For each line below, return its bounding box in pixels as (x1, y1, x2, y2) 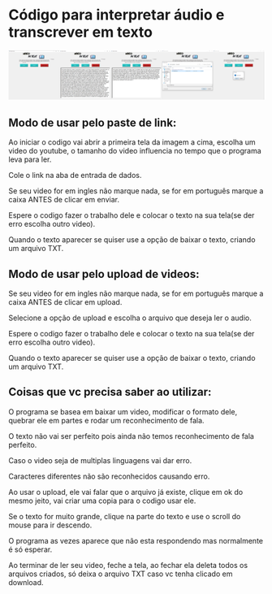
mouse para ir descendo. (8, 520, 93, 530)
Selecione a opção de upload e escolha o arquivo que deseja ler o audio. (8, 313, 252, 323)
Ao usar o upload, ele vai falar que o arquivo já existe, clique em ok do (8, 487, 244, 496)
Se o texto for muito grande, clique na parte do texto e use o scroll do (8, 511, 241, 521)
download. (8, 577, 44, 587)
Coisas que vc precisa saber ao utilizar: (8, 385, 212, 399)
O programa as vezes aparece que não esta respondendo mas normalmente (8, 535, 264, 545)
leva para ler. (8, 154, 52, 164)
